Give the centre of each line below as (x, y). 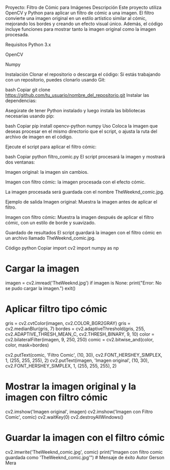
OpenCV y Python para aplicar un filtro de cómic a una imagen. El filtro (80, 13)
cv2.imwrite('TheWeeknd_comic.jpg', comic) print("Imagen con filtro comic (84, 452)
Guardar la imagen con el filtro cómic (85, 438)
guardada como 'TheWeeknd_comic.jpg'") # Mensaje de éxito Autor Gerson (85, 457)
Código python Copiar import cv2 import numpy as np (62, 248)
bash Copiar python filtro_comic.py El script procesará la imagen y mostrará (85, 157)
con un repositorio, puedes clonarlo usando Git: (55, 80)
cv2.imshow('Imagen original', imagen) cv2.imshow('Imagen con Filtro (79, 412)
